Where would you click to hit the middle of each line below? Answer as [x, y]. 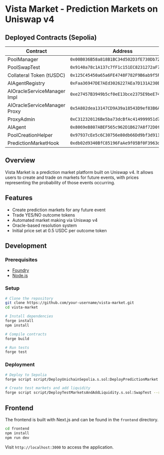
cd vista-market [21, 307]
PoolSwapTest [24, 67]
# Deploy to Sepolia [26, 375]
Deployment [20, 365]
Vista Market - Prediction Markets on [82, 9]
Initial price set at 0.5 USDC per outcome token [59, 230]
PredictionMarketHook [33, 143]
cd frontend [17, 429]
